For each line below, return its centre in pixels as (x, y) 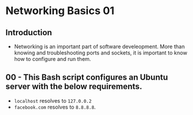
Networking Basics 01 (60, 11)
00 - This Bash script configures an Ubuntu (87, 77)
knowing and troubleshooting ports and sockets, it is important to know (101, 53)
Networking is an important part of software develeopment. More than (99, 46)
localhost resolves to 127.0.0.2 (53, 100)
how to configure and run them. (53, 59)
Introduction (29, 33)
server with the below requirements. (74, 87)
